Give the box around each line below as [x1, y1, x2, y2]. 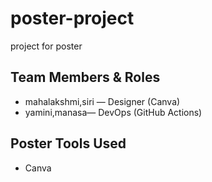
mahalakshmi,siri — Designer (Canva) [24, 95, 181, 107]
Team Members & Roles [10, 69, 161, 86]
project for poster [10, 40, 83, 52]
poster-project [10, 7, 135, 30]
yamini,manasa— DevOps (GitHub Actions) [24, 106, 203, 118]
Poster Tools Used [10, 135, 127, 152]
